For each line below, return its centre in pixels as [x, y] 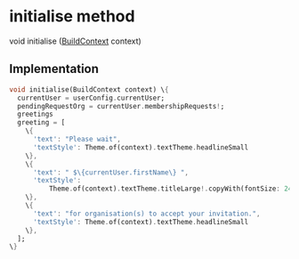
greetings [35, 114]
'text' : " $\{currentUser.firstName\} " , [111, 172]
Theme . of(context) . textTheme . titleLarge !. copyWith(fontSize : [164, 189]
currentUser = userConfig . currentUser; [91, 98]
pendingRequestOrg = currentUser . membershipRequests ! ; [121, 106]
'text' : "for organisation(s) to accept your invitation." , [146, 214]
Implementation [54, 69]
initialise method [72, 16]
